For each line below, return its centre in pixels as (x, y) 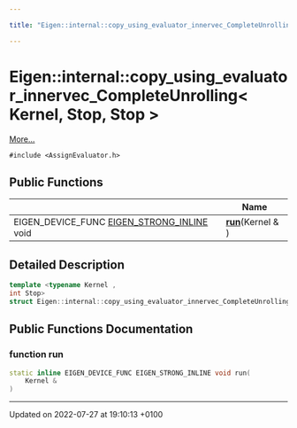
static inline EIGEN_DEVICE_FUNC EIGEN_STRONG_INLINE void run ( (130, 373)
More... (22, 139)
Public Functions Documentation (101, 329)
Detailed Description (67, 265)
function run (37, 354)
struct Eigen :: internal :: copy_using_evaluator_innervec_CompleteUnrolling (150, 301)
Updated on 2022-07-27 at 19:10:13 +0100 (86, 415)
